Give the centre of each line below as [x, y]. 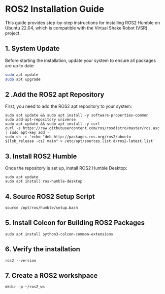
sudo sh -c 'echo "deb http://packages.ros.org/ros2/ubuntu [68, 137]
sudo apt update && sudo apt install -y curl [52, 124]
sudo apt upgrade [23, 79]
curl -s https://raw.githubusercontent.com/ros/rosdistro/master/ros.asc [82, 128]
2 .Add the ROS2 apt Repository [55, 94]
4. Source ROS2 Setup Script [50, 196]
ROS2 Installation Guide [55, 9]
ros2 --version [21, 261]
